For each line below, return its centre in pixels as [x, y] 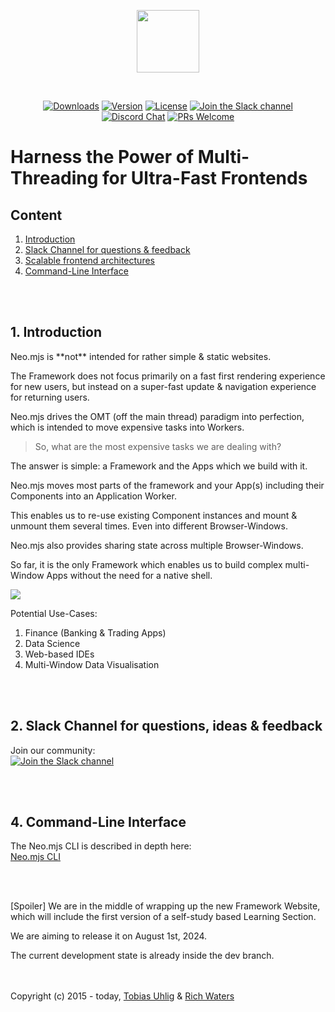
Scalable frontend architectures [89, 260]
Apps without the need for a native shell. [129, 575]
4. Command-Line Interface [98, 822]
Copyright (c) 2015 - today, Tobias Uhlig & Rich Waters [122, 996]
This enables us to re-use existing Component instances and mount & [154, 515]
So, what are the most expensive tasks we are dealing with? [158, 446]
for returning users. [50, 397]
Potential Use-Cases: [54, 613]
